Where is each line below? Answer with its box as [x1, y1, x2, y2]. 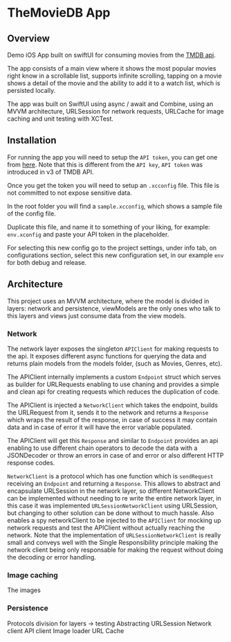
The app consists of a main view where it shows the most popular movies [7, 64, 216, 72]
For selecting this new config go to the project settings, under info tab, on [7, 243, 217, 252]
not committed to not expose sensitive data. [7, 189, 133, 197]
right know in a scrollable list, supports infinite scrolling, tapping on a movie [7, 71, 223, 80]
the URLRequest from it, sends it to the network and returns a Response [7, 408, 209, 417]
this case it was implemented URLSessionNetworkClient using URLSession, [7, 501, 219, 510]
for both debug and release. [7, 258, 87, 266]
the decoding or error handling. [7, 553, 97, 561]
